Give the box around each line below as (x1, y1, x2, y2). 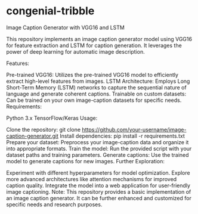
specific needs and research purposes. (6, 201, 103, 208)
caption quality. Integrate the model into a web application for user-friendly (6, 182, 191, 189)
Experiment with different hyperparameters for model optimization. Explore (6, 169, 190, 176)
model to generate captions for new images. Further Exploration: (6, 157, 165, 165)
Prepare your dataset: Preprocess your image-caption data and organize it (6, 138, 189, 145)
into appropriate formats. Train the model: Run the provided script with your (6, 145, 192, 152)
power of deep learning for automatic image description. (6, 48, 145, 55)
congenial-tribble (6, 4, 95, 18)
